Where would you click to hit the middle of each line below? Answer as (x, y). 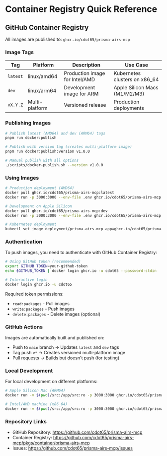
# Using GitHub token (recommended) (43, 261)
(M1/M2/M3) (129, 94)
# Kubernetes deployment (31, 224)
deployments (129, 108)
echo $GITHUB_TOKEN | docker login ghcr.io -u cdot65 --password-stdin (81, 271)
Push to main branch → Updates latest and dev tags (66, 347)
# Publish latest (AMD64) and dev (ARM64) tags (55, 133)
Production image (84, 73)
